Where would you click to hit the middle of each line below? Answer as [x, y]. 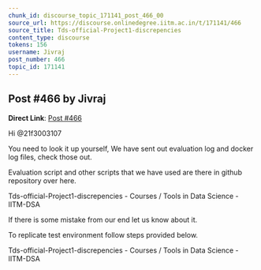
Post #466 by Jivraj [57, 99]
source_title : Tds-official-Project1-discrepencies [95, 30]
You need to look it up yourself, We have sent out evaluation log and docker [131, 148]
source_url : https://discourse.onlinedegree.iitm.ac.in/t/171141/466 [125, 23]
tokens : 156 [28, 45]
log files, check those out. [50, 157]
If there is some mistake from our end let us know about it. [103, 219]
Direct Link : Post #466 [45, 118]
